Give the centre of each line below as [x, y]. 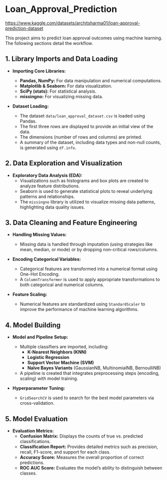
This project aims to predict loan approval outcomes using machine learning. [84, 38]
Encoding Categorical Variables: [47, 259]
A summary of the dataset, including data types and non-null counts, [90, 142]
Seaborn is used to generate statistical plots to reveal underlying [86, 191]
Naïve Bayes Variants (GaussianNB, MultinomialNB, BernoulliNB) [94, 368]
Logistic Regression [48, 357]
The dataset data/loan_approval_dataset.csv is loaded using [83, 116]
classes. [28, 473]
